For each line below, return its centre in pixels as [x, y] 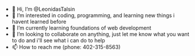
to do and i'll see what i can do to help [58, 40]
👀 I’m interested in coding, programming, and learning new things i [93, 15]
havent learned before [39, 22]
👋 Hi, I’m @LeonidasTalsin [43, 9]
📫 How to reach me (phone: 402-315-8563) [66, 47]
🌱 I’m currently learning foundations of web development [81, 28]
